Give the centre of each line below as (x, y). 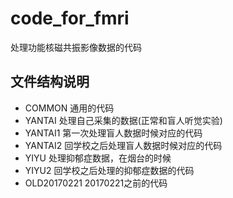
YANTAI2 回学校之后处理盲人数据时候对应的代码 (123, 145)
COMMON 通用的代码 (69, 108)
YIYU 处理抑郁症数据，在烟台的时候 (98, 158)
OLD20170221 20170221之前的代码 (96, 183)
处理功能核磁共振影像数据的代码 (76, 47)
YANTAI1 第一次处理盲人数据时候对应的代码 (113, 133)
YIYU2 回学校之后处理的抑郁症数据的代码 (109, 170)
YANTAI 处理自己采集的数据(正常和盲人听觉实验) (123, 120)
